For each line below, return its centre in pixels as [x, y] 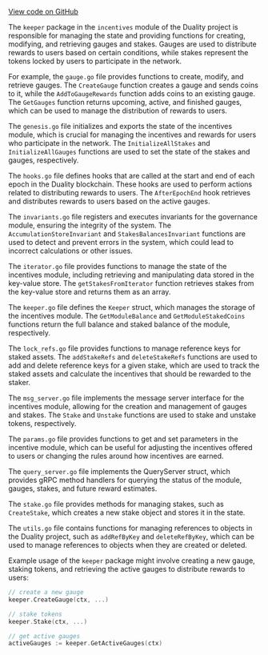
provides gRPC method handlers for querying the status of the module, [125, 480]
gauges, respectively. [44, 160]
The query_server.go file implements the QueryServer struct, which [119, 471]
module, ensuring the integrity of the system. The [90, 225]
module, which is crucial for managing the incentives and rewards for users [132, 135]
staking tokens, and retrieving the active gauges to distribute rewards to [127, 569]
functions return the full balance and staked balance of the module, [119, 324]
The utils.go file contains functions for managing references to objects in [130, 528]
